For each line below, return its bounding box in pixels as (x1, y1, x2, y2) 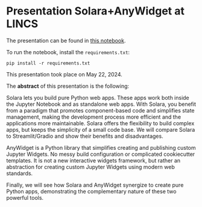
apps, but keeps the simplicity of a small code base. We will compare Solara (6, 126, 195, 133)
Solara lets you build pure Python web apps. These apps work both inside (6, 94, 190, 101)
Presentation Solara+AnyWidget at (6, 4, 185, 18)
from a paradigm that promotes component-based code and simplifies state (6, 107, 195, 114)
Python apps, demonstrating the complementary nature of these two (6, 188, 177, 195)
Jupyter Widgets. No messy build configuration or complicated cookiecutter (6, 150, 195, 158)
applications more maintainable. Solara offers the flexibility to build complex (6, 119, 195, 127)
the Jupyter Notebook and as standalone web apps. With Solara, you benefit (6, 100, 197, 108)
